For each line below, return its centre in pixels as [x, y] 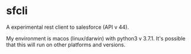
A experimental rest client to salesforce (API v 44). [67, 27]
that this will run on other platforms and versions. [66, 45]
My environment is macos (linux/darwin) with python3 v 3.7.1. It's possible [96, 38]
